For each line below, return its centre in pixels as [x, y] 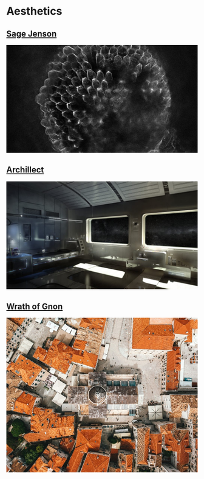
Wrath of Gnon [35, 306]
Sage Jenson [32, 34]
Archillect [25, 170]
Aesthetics [34, 11]
